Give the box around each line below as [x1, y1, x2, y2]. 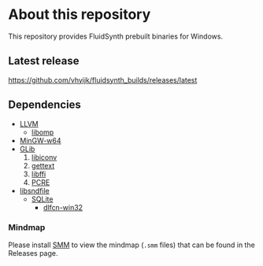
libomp [31, 127, 54, 137]
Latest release [8, 54, 80, 68]
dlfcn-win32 [43, 202, 83, 212]
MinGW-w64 [19, 135, 61, 145]
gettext [31, 161, 55, 170]
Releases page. [8, 248, 58, 257]
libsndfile [19, 186, 50, 195]
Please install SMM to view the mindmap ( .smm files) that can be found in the [8, 240, 256, 249]
